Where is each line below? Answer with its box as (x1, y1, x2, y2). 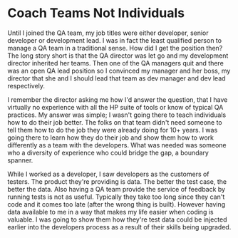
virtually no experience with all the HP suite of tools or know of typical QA (7, 103, 224, 111)
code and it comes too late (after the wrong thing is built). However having (7, 200, 226, 208)
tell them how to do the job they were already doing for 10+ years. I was (7, 125, 218, 134)
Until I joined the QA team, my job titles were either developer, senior (7, 29, 209, 37)
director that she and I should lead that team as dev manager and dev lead (7, 73, 226, 83)
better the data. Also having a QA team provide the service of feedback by (7, 185, 226, 193)
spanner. (7, 155, 33, 165)
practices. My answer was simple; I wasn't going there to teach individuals (7, 110, 227, 119)
